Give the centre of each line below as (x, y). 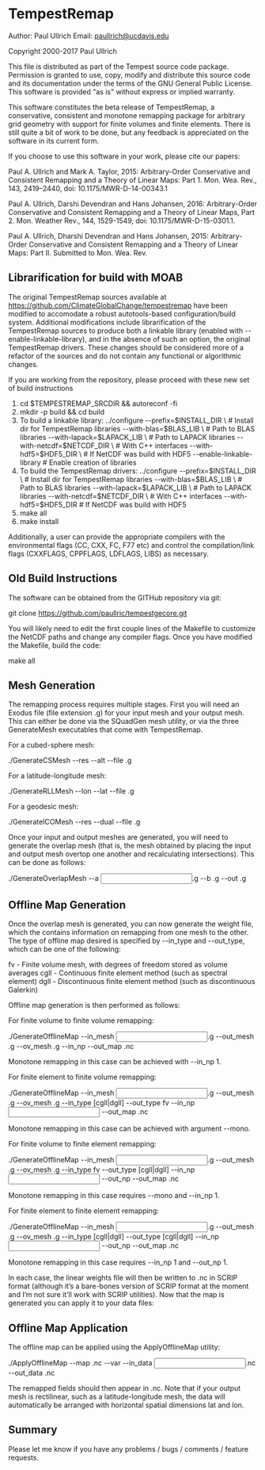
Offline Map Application (68, 1328)
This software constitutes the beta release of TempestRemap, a (112, 107)
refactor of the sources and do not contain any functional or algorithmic (125, 356)
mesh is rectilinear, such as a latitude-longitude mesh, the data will (117, 1397)
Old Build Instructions (63, 578)
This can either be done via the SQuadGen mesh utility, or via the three (124, 722)
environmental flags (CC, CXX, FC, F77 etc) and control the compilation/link (131, 545)
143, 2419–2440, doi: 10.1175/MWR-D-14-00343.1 (88, 188)
